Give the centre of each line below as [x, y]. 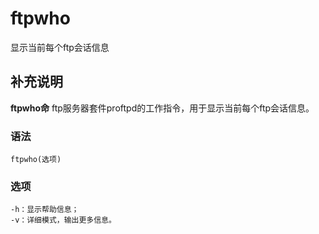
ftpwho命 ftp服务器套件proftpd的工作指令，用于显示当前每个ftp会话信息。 [162, 108]
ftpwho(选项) [36, 160]
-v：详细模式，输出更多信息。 [63, 220]
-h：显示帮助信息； [45, 210]
